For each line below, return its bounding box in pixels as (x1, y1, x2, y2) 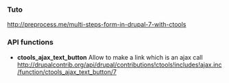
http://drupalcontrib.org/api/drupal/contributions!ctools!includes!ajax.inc (16, 60, 222, 69)
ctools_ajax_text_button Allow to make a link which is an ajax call (16, 53, 204, 61)
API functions (7, 38, 53, 47)
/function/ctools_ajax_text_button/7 (16, 67, 117, 76)
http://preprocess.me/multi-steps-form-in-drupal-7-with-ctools (7, 21, 186, 29)
